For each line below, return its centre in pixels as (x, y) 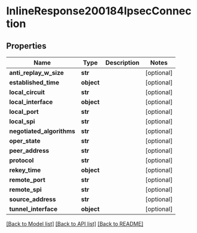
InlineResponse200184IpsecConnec (99, 11)
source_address (33, 199)
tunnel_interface (34, 209)
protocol (22, 160)
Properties (26, 46)
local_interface (31, 102)
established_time (34, 82)
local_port (24, 112)
